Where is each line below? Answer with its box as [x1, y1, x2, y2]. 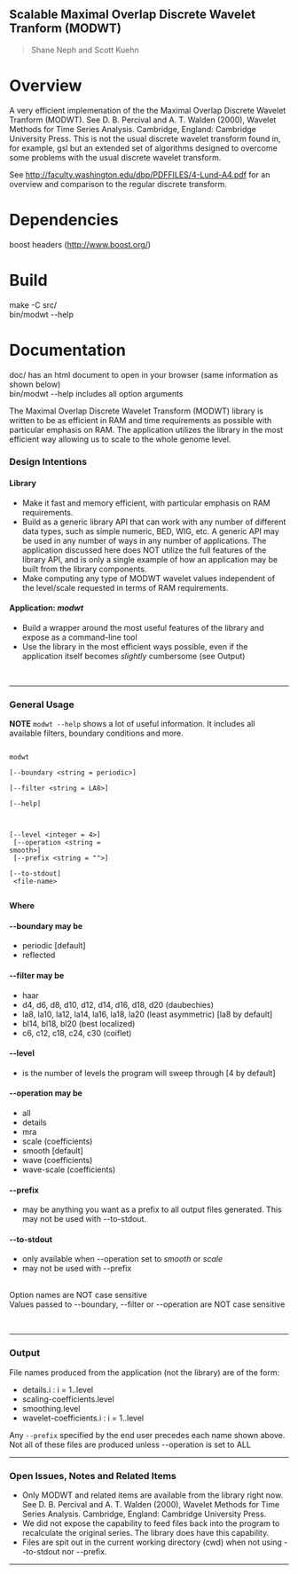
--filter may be [9, 970, 65, 980]
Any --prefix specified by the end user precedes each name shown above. [9, 1429, 286, 1440]
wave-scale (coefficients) [21, 1164, 116, 1175]
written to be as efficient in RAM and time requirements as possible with [9, 414, 272, 425]
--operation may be [9, 1088, 82, 1098]
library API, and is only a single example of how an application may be [21, 554, 278, 564]
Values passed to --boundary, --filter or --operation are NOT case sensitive [9, 1299, 286, 1310]
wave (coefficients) [21, 1155, 93, 1165]
